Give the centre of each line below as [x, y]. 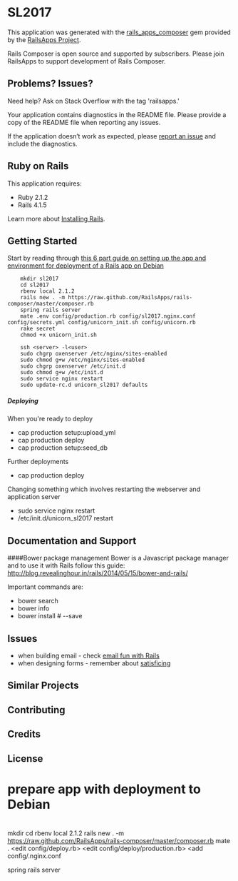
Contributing [36, 710]
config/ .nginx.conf [35, 856]
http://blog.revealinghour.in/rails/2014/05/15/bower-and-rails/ [98, 573]
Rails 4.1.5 [32, 205]
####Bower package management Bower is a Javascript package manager [118, 558]
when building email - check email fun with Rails [89, 655]
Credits [24, 734]
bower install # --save [50, 616]
